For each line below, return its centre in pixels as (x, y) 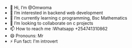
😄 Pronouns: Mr (26, 36)
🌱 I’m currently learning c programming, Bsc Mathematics (68, 18)
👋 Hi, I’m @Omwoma (31, 8)
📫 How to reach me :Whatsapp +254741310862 (59, 29)
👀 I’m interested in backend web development (56, 13)
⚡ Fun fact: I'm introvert (34, 41)
